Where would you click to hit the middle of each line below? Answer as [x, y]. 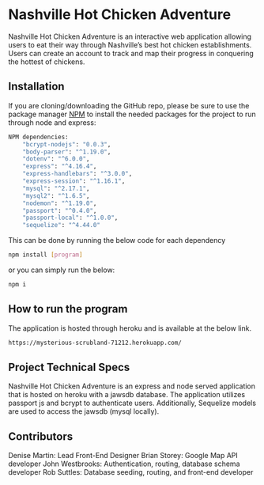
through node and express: [52, 122]
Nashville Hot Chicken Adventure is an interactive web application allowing [130, 36]
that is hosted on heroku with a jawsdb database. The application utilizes [127, 395]
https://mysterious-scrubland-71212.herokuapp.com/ [95, 343]
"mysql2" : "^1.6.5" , [56, 195]
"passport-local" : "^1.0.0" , [70, 218]
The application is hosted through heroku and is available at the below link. [130, 328]
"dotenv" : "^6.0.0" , [56, 159]
